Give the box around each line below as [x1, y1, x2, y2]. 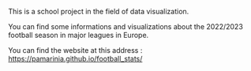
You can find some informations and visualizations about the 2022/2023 [8, 22, 243, 31]
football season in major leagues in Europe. [8, 31, 149, 39]
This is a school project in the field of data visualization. [8, 7, 189, 16]
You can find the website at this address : [8, 46, 143, 54]
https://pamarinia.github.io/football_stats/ [8, 54, 143, 63]
